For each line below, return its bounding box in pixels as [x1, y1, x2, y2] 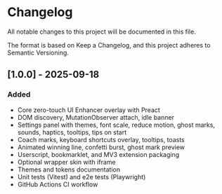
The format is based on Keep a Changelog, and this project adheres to [7, 41, 211, 49]
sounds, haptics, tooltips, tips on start [17, 127, 127, 137]
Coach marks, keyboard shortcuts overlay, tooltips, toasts [17, 135, 185, 144]
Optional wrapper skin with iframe [17, 158, 116, 166]
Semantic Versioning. [7, 48, 69, 57]
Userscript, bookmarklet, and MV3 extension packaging [17, 150, 180, 158]
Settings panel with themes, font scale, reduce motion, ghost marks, [17, 120, 216, 129]
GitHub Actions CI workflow [17, 180, 98, 188]
